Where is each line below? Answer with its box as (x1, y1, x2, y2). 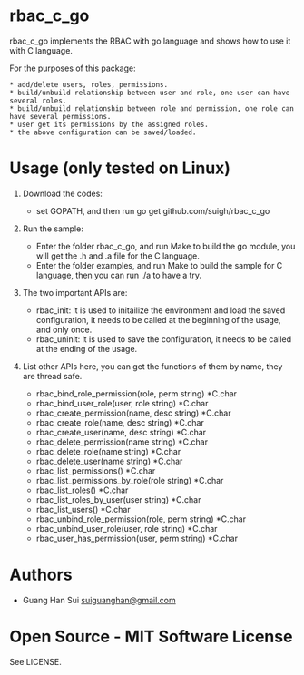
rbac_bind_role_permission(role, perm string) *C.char (35, 387, 238, 399)
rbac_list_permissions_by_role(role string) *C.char (35, 474, 224, 485)
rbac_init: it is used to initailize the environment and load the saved (35, 305, 286, 316)
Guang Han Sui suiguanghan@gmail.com (22, 594, 177, 605)
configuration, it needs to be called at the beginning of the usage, (35, 314, 281, 325)
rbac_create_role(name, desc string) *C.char (35, 416, 204, 427)
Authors (9, 564, 73, 585)
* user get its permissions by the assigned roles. (9, 120, 209, 129)
